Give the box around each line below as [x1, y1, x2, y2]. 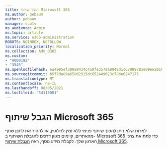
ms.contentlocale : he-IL [5, 81, 57, 86]
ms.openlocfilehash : [5, 67, 48, 72]
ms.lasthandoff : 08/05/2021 [5, 85, 64, 91]
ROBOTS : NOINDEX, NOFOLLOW [5, 40, 61, 45]
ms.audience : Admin [5, 26, 46, 31]
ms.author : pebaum [5, 12, 43, 17]
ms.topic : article [5, 30, 43, 35]
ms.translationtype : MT [5, 76, 55, 81]
